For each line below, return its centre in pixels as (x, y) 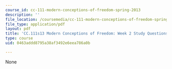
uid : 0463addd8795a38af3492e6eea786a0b (48, 43)
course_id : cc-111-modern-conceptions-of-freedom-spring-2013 (73, 10)
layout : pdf (18, 29)
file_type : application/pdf (35, 24)
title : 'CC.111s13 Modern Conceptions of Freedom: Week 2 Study (75, 33)
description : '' (23, 15)
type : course (19, 39)
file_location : (21, 19)
